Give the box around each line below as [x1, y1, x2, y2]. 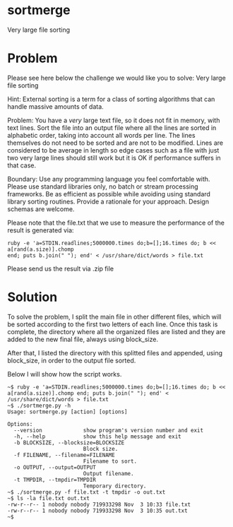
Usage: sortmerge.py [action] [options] [7, 408, 129, 415]
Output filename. [83, 470, 134, 477]
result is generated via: [7, 225, 74, 235]
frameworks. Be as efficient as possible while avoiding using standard [7, 189, 210, 198]
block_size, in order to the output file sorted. [7, 356, 136, 365]
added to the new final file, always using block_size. [7, 335, 159, 343]
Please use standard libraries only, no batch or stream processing [7, 182, 199, 191]
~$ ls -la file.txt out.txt [7, 495, 90, 502]
